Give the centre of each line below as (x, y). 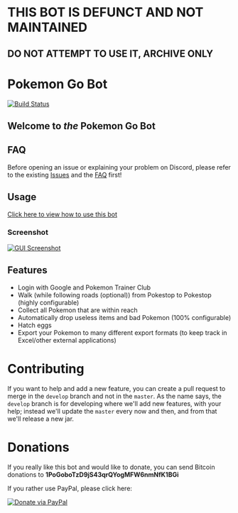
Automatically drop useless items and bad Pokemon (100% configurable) (124, 317)
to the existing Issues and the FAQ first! (65, 175)
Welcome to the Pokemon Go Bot (82, 126)
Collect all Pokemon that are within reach (78, 310)
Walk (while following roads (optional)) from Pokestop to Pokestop (114, 294)
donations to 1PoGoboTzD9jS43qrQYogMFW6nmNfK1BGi (93, 474)
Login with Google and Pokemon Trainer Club (84, 287)
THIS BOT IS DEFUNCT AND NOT (106, 12)
